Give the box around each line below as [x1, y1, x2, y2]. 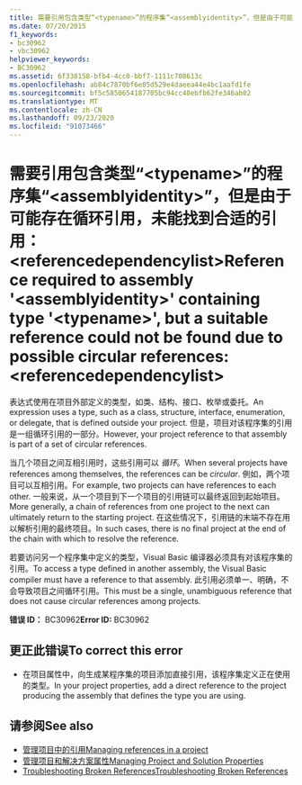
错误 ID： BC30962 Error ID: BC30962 [9, 614, 150, 625]
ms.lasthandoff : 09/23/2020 [9, 113, 115, 122]
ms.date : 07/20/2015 [9, 22, 87, 31]
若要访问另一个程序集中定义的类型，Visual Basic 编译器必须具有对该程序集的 [9, 551, 293, 563]
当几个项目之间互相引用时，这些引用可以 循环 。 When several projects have [9, 456, 288, 468]
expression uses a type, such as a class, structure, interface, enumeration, [9, 406, 286, 417]
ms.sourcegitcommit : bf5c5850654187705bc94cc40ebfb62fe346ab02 [9, 88, 252, 97]
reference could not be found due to [9, 328, 284, 347]
